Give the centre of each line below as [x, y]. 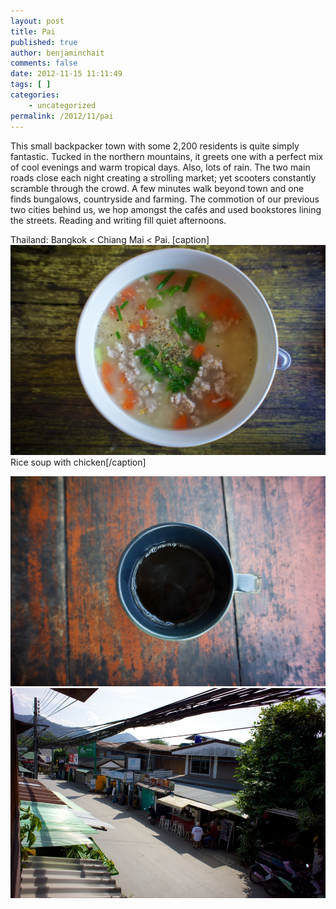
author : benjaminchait [57, 53]
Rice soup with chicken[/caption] [78, 462]
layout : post [37, 21]
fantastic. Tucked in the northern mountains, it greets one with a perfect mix [167, 156]
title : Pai [33, 31]
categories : [35, 95]
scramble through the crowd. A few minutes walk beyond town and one [157, 188]
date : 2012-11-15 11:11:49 [66, 74]
